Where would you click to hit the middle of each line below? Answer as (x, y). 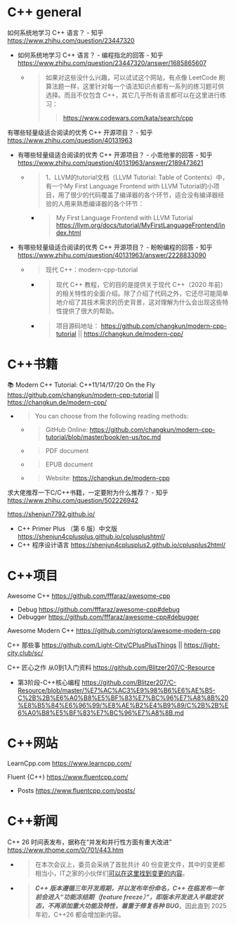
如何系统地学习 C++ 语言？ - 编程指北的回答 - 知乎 (90, 55)
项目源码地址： (78, 326)
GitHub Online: (67, 429)
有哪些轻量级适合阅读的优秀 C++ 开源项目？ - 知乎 (80, 132)
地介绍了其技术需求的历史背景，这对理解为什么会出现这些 (139, 302)
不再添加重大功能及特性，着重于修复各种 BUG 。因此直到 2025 (137, 905)
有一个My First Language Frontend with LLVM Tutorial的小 (130, 186)
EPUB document (69, 464)
